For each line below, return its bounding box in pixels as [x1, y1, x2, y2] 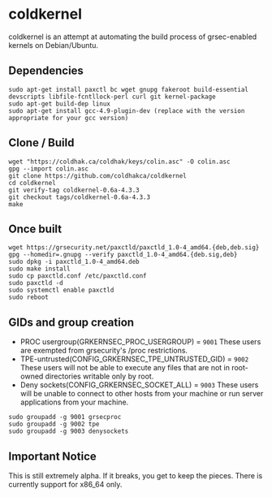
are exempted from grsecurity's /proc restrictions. [19, 346, 188, 356]
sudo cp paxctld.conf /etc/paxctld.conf [8, 272, 148, 280]
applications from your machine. [19, 397, 129, 407]
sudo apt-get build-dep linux [8, 99, 111, 108]
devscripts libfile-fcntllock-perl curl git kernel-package [8, 93, 217, 101]
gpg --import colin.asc [8, 164, 89, 173]
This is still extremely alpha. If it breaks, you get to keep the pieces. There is [8, 471, 263, 480]
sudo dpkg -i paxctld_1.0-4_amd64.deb [8, 257, 140, 266]
